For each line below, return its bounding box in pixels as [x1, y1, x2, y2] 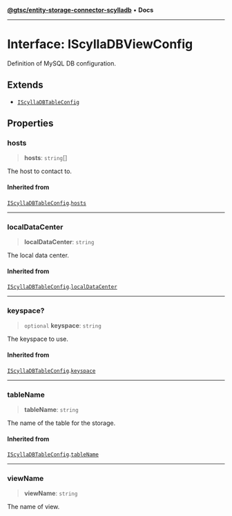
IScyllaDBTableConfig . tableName [7, 450, 99, 458]
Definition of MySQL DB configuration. [7, 59, 116, 68]
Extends [7, 79, 43, 91]
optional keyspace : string [23, 321, 101, 330]
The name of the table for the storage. [7, 419, 116, 427]
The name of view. [7, 503, 60, 511]
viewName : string [23, 489, 78, 497]
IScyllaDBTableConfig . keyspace [7, 366, 96, 375]
